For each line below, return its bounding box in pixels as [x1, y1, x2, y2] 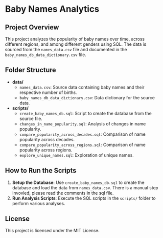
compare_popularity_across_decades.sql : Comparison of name [19, 131, 146, 137]
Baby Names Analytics [5, 3, 99, 15]
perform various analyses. [12, 200, 65, 206]
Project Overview [5, 23, 59, 31]
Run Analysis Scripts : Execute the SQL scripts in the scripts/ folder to [12, 195, 156, 201]
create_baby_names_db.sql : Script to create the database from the [19, 110, 152, 116]
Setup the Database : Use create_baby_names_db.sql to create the [12, 179, 144, 185]
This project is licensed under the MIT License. [5, 228, 100, 234]
